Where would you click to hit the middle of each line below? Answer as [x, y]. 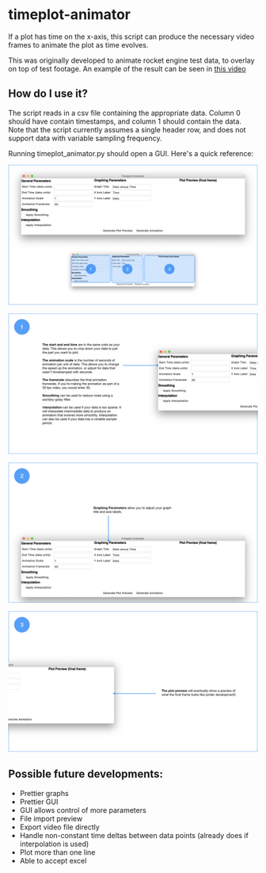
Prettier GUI [39, 802]
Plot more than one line [57, 852]
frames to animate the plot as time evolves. [78, 44]
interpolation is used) [54, 844]
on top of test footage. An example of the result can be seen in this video [127, 68]
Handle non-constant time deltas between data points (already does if [134, 835]
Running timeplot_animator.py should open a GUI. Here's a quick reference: [131, 153]
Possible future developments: [86, 774]
